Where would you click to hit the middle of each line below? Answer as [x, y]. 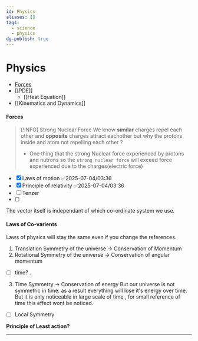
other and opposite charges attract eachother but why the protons [101, 136]
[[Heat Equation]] [44, 97]
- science [23, 28]
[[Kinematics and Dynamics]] [50, 103]
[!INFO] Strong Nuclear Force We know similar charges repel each [101, 130]
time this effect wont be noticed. [54, 303]
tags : [13, 22]
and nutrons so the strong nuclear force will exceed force [101, 160]
